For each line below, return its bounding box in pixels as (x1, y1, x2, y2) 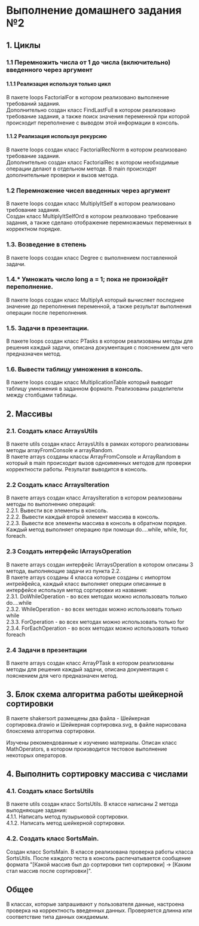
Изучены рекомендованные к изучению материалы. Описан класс (6, 739, 177, 746)
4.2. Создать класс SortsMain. (6, 834, 99, 843)
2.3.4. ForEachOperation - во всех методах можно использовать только (6, 625, 189, 632)
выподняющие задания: (6, 807, 68, 814)
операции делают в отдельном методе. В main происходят (6, 165, 157, 172)
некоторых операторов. (6, 751, 68, 759)
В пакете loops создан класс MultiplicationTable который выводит (6, 379, 173, 386)
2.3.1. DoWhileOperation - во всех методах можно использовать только (6, 593, 187, 600)
